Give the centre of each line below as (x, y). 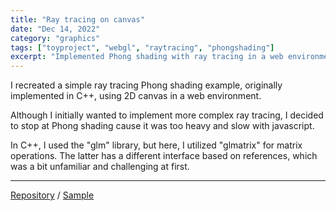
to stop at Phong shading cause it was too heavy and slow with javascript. (162, 126)
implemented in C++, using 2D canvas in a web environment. (136, 96)
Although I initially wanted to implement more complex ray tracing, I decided (167, 115)
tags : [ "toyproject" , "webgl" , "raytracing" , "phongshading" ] (142, 47)
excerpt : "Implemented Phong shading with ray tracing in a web (147, 57)
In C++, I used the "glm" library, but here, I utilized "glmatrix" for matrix (156, 145)
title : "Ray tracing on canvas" (77, 19)
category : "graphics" (55, 38)
